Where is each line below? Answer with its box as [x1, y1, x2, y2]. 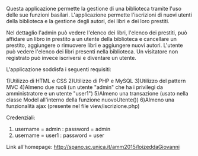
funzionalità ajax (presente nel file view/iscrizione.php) [6, 103, 140, 109]
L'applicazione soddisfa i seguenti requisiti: [6, 66, 111, 73]
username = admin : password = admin [14, 126, 111, 132]
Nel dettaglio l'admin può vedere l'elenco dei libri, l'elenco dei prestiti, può [6, 29, 188, 36]
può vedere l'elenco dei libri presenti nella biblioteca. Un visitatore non [6, 48, 178, 55]
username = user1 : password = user [14, 132, 105, 139]
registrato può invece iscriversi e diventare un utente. [6, 55, 136, 61]
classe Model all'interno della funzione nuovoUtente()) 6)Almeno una [6, 96, 175, 103]
